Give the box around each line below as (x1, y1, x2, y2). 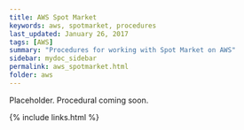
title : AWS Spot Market (9, 12, 98, 22)
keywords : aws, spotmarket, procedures (9, 21, 157, 30)
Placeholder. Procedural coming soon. (9, 95, 149, 105)
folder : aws (9, 71, 53, 80)
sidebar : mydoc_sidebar (9, 54, 98, 63)
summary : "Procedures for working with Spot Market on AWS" (9, 46, 237, 55)
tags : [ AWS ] (9, 37, 53, 47)
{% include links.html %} (9, 111, 99, 122)
